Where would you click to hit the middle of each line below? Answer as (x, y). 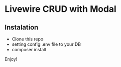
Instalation (21, 27)
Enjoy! (11, 59)
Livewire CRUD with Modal (60, 9)
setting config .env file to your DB (46, 44)
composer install (29, 50)
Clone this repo (27, 39)
